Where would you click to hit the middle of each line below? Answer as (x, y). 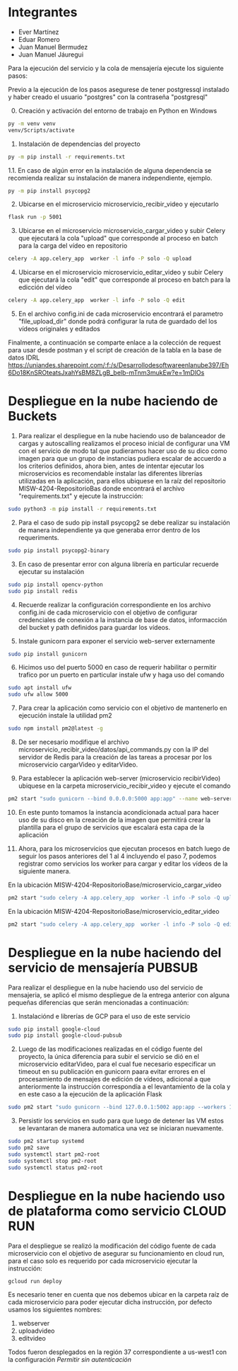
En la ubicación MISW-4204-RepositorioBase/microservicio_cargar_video (115, 885)
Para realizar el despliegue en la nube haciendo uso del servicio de (106, 987)
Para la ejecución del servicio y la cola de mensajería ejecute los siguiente (116, 68)
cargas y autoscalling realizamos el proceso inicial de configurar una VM (124, 443)
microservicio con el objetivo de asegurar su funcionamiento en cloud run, (116, 1253)
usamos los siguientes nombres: (55, 1309)
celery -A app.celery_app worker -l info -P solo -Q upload (100, 259)
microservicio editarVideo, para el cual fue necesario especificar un (117, 1064)
